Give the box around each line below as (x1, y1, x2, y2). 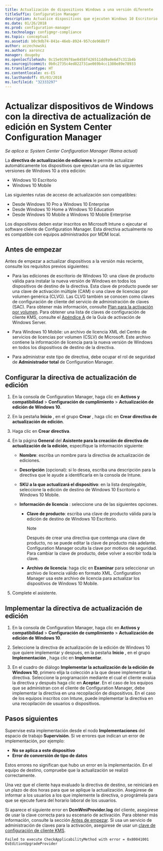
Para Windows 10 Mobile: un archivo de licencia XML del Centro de (12, 329, 147, 335)
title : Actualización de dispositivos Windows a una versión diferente (5, 7, 153, 12)
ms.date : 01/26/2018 (5, 20, 47, 26)
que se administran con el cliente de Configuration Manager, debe (12, 685, 145, 691)
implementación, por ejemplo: (5, 738, 65, 744)
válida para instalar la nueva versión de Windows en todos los (12, 278, 136, 284)
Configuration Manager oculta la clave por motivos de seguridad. (26, 545, 157, 551)
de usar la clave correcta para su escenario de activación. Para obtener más (5, 812, 158, 818)
